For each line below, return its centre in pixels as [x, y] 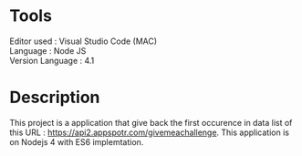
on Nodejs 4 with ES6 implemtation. [77, 141]
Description [55, 98]
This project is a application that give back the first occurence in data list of [151, 122]
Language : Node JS [48, 50]
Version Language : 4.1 [52, 60]
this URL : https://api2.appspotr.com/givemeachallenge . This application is [150, 132]
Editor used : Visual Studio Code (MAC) [83, 41]
